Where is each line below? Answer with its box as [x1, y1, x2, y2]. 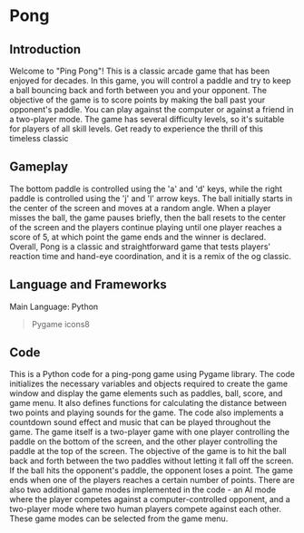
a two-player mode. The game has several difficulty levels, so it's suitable [9, 114, 285, 124]
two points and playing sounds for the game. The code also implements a [9, 407, 284, 418]
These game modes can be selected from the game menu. [9, 513, 229, 524]
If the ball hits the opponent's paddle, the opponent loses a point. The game [9, 465, 293, 476]
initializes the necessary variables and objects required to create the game [9, 378, 289, 390]
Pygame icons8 [31, 318, 91, 329]
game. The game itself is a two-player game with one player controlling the [9, 427, 290, 438]
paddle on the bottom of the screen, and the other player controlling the [9, 436, 279, 447]
